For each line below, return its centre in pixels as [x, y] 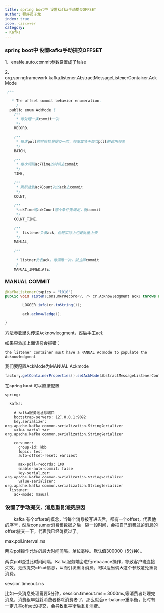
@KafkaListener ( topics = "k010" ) [39, 292]
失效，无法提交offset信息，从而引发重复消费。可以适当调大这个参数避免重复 [82, 568]
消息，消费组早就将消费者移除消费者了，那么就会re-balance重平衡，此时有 [80, 600]
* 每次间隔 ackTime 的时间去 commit [47, 164]
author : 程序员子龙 [23, 14]
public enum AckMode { [32, 110]
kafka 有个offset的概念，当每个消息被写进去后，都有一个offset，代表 [83, 519]
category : [15, 28]
